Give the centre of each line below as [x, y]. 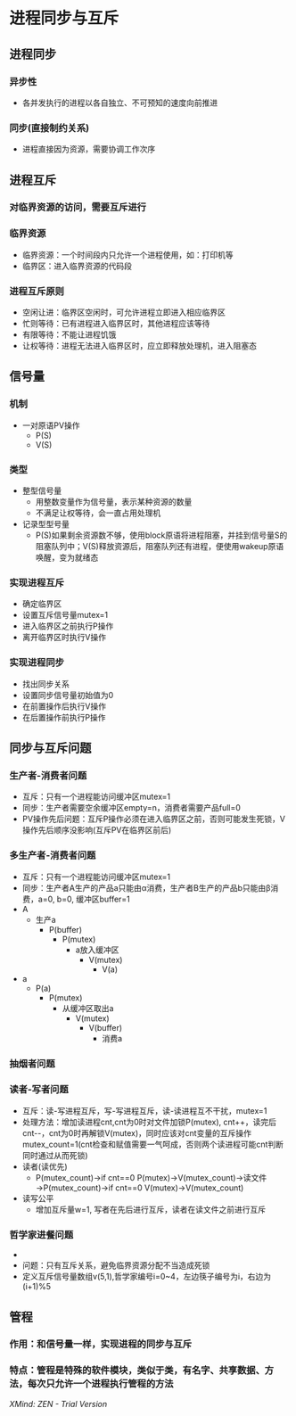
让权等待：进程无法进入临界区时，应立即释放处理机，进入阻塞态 [139, 346]
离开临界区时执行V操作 [64, 638]
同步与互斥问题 [50, 749]
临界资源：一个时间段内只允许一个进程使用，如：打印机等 [127, 254]
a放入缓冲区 [97, 950]
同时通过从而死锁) [55, 1155]
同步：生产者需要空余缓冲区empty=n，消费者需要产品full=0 [131, 808]
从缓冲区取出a [88, 1008]
